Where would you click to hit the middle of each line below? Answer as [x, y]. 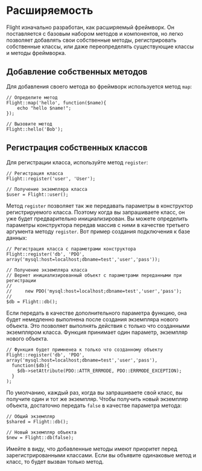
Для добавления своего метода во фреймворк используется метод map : [99, 86]
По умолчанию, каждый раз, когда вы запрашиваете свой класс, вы [94, 392]
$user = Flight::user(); [37, 194]
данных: [17, 238]
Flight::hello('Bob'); [35, 129]
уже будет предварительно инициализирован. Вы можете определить [97, 219]
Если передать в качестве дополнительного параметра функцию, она [96, 313]
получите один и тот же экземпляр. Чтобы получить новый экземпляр [97, 399]
